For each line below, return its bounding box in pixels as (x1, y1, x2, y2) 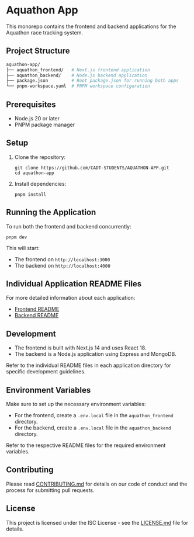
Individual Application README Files (6, 279, 142, 289)
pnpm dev (6, 234, 27, 240)
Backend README (14, 312, 59, 319)
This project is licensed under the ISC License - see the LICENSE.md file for (6, 519, 189, 526)
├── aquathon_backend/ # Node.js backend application (6, 72, 148, 78)
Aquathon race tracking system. (6, 29, 84, 36)
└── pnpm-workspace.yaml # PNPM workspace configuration (6, 83, 150, 89)
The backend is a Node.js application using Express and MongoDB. (14, 351, 177, 358)
